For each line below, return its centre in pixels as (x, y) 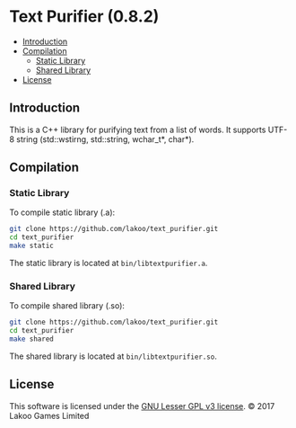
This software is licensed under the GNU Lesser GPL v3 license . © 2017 (142, 406)
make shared (31, 339)
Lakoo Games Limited (49, 415)
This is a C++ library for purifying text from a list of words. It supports (138, 129)
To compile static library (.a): (62, 212)
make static (31, 246)
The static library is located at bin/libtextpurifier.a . (109, 263)
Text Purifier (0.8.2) (84, 17)
